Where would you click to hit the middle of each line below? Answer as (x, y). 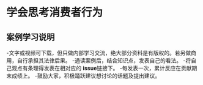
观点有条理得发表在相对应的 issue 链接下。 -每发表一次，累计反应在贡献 (102, 68)
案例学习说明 (31, 37)
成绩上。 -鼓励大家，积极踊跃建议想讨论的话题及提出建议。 (86, 76)
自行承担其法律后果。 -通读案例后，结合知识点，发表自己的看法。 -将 (104, 61)
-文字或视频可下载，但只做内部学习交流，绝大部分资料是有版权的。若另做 (99, 53)
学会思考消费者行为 (55, 13)
